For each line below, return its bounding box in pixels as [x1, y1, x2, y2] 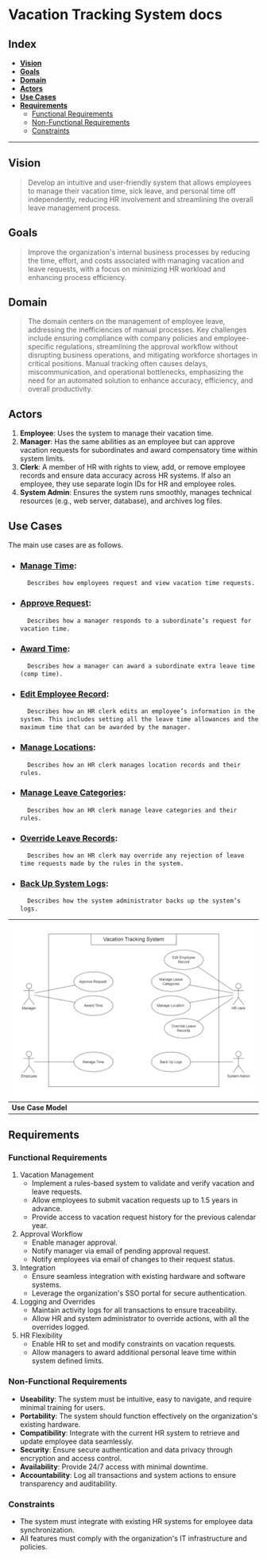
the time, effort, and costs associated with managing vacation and [27, 255, 245, 265]
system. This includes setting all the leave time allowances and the [19, 715, 259, 723]
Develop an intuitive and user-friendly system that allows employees [27, 177, 252, 187]
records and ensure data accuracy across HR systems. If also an [19, 471, 232, 481]
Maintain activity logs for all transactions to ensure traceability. [31, 1305, 238, 1315]
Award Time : [19, 643, 71, 654]
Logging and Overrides [19, 1297, 95, 1307]
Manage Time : [19, 559, 77, 571]
